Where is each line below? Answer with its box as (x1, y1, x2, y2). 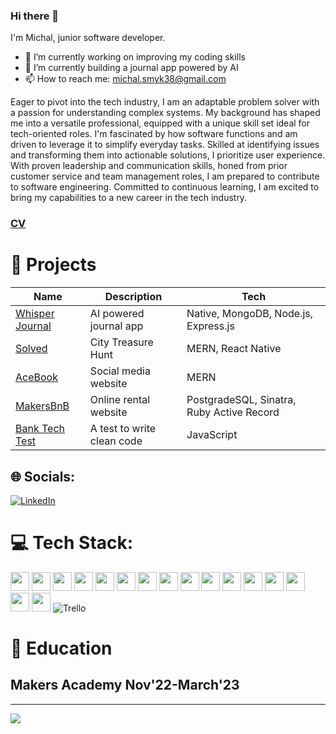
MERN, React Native (186, 342, 282, 356)
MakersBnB (15, 399, 70, 413)
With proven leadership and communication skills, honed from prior (10, 160, 288, 172)
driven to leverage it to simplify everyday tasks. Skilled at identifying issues (10, 139, 320, 151)
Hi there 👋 (10, 9, 60, 23)
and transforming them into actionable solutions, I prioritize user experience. (10, 149, 326, 161)
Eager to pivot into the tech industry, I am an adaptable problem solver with (10, 96, 320, 108)
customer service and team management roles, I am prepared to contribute (10, 170, 320, 183)
